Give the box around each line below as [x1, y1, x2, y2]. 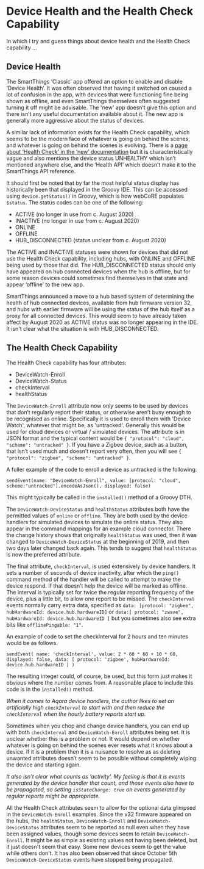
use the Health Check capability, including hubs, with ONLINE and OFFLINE [6, 254, 195, 262]
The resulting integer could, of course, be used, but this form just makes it [6, 672, 192, 680]
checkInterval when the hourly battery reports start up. [6, 710, 146, 718]
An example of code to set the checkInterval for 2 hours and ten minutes [6, 633, 189, 640]
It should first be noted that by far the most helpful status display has [6, 179, 180, 187]
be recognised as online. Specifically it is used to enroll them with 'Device [6, 415, 191, 422]
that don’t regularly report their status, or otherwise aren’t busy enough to [6, 408, 192, 416]
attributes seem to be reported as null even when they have [40, 823, 190, 831]
